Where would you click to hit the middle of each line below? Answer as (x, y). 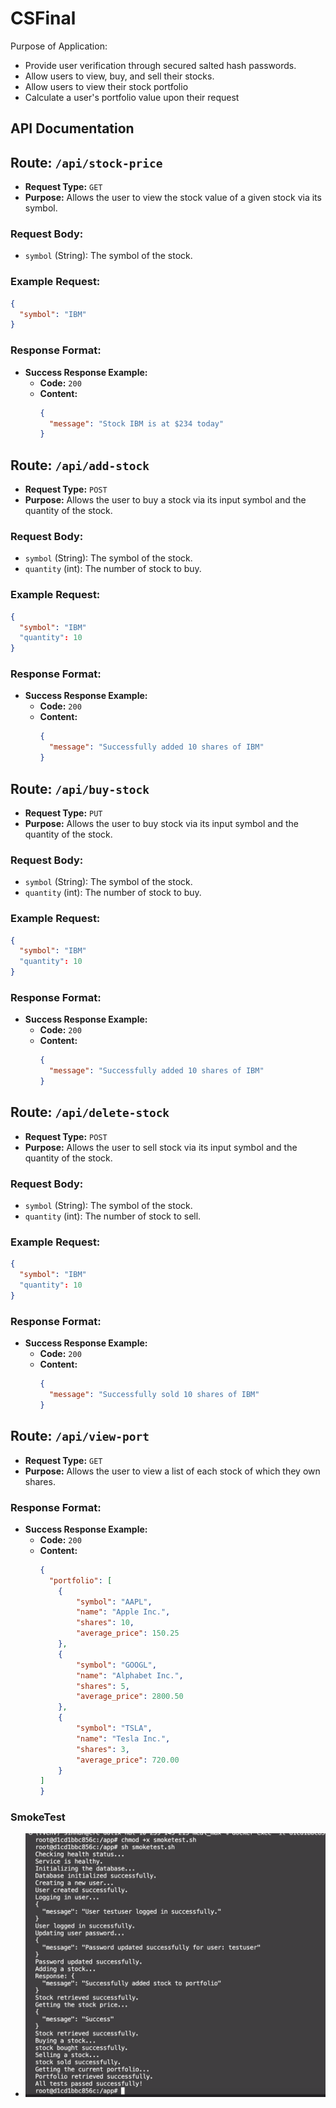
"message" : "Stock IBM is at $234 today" (136, 423)
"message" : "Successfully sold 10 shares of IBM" (154, 1395)
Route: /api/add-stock (80, 465)
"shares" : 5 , (102, 1686)
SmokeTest (38, 1817)
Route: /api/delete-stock (90, 1112)
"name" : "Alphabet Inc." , (129, 1675)
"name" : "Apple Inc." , (123, 1612)
